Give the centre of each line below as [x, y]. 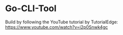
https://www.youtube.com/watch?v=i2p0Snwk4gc [57, 27]
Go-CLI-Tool [31, 9]
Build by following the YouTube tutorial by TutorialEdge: [61, 22]
